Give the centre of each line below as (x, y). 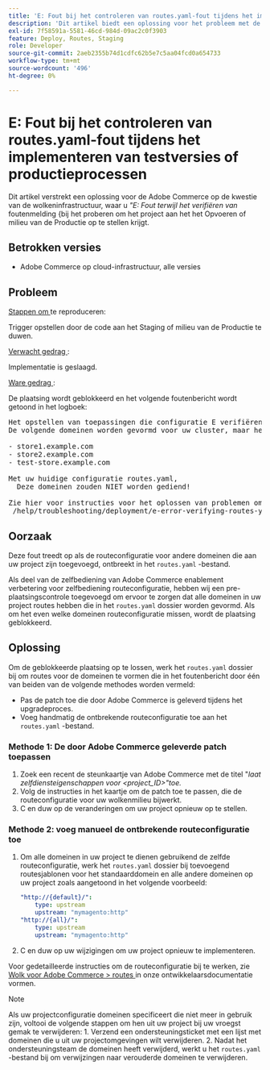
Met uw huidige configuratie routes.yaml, (93, 479)
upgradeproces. (47, 708)
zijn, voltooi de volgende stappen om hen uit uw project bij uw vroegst (125, 1023)
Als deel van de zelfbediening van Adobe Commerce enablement (116, 580)
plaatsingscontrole (39, 597)
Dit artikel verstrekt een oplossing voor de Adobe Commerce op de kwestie (133, 196)
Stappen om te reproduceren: (57, 312)
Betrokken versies (55, 247)
